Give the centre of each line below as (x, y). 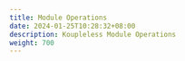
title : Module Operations (58, 17)
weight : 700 (32, 43)
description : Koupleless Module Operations (93, 34)
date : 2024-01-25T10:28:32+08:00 (73, 26)
